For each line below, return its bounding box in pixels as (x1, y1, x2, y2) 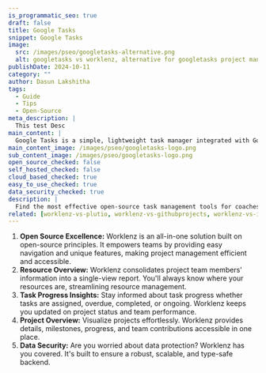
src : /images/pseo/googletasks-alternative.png (15, 48, 176, 56)
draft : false (8, 19, 51, 27)
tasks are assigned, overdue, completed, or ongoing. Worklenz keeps (19, 299, 247, 308)
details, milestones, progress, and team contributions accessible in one (19, 324, 252, 333)
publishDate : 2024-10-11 (8, 63, 90, 71)
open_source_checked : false (8, 159, 101, 167)
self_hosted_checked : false (8, 166, 101, 174)
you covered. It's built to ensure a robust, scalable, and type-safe (19, 349, 234, 359)
